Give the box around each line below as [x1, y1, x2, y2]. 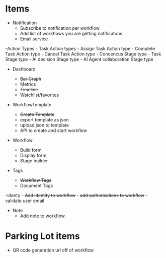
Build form [20, 147, 42, 153]
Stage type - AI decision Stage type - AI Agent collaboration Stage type [5, 56, 153, 62]
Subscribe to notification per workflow [20, 25, 100, 31]
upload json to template [20, 122, 69, 128]
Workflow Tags [20, 177, 52, 183]
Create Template [20, 111, 55, 117]
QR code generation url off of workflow [12, 247, 94, 253]
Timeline [20, 86, 38, 92]
